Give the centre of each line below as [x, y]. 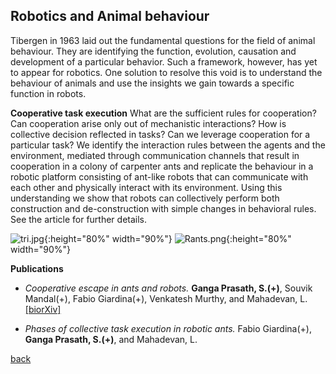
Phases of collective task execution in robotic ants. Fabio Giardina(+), [168, 328]
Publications [37, 268]
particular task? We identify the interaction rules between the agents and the [168, 145]
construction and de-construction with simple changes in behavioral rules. [163, 208]
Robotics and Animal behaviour [110, 16]
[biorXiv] [43, 309]
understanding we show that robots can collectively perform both [145, 198]
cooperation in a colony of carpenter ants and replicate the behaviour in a [162, 166]
